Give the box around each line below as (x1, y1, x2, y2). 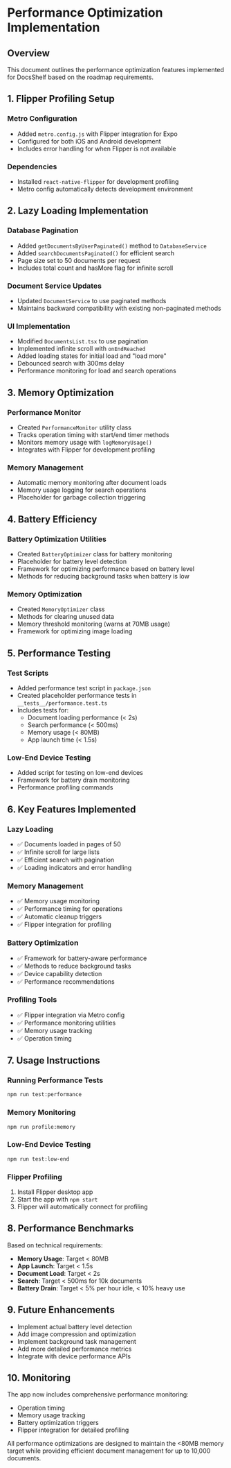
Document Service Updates (7, 281, 102, 291)
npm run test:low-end (7, 1155, 70, 1163)
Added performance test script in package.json (17, 683, 151, 692)
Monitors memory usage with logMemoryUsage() (17, 438, 152, 446)
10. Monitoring (7, 1372, 71, 1384)
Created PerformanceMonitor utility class (17, 423, 131, 432)
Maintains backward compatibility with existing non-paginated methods (17, 304, 221, 312)
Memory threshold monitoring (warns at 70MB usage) (17, 620, 171, 629)
